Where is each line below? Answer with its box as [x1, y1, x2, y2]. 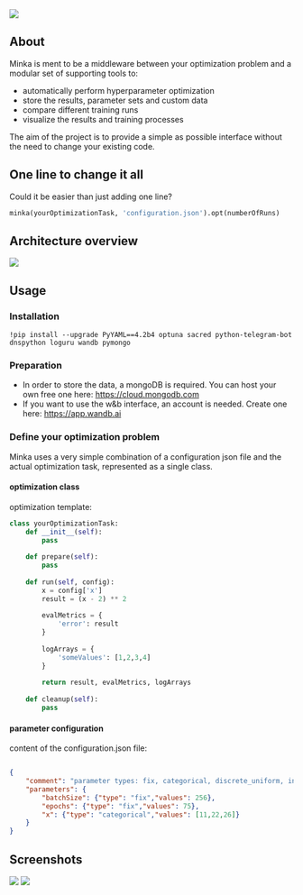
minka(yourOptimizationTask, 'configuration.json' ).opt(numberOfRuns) [9, 208, 280, 217]
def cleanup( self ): [25, 695, 99, 704]
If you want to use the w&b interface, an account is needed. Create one [22, 398, 288, 409]
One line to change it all [9, 167, 144, 183]
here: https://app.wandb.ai [22, 408, 122, 419]
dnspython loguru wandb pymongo [9, 338, 131, 347]
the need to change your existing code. [9, 141, 155, 151]
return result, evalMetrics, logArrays [41, 678, 192, 688]
